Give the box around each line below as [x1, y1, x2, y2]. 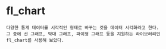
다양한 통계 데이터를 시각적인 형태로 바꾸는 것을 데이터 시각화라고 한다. [6, 25, 159, 31]
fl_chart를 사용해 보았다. [6, 37, 64, 43]
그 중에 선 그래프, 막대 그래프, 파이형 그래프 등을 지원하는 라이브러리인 [6, 31, 161, 37]
